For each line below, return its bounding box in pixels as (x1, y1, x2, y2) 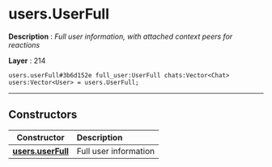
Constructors (8, 108, 78, 122)
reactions (8, 40, 40, 49)
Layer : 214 (8, 56, 46, 65)
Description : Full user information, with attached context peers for (8, 31, 233, 41)
